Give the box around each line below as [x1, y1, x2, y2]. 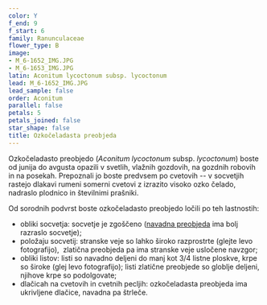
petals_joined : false [8, 117, 81, 125]
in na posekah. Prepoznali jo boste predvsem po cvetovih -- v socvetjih [8, 171, 244, 180]
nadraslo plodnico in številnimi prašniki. [8, 188, 139, 197]
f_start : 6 [8, 27, 45, 35]
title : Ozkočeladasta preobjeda [8, 131, 117, 139]
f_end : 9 [8, 19, 38, 27]
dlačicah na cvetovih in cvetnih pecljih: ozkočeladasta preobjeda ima [19, 278, 248, 288]
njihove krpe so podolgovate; [19, 270, 117, 280]
